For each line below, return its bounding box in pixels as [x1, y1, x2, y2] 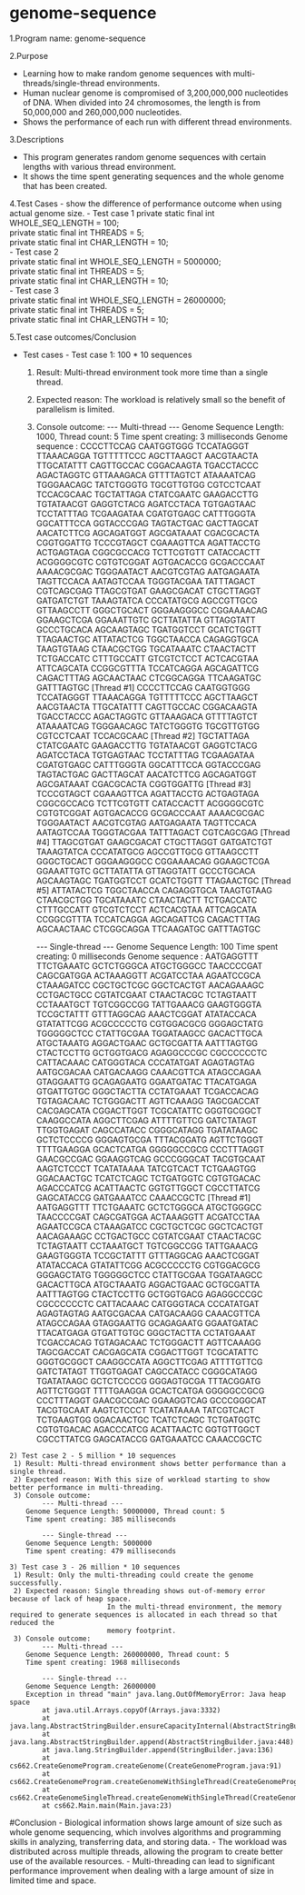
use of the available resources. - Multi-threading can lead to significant [9, 1855, 275, 1866]
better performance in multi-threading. [9, 1482, 165, 1492]
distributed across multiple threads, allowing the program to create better [9, 1846, 283, 1857]
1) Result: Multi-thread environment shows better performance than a [13, 1459, 286, 1468]
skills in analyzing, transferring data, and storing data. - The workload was [9, 1836, 288, 1847]
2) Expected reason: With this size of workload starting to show [13, 1475, 271, 1484]
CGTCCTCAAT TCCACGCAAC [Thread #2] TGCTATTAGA [35, 730, 250, 741]
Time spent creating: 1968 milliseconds [25, 1658, 181, 1667]
